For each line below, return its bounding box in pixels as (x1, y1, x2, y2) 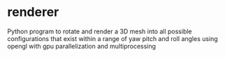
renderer (7, 4, 59, 20)
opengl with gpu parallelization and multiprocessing (7, 42, 156, 50)
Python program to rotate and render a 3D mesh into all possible (7, 27, 192, 35)
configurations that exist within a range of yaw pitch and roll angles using (7, 34, 218, 42)
